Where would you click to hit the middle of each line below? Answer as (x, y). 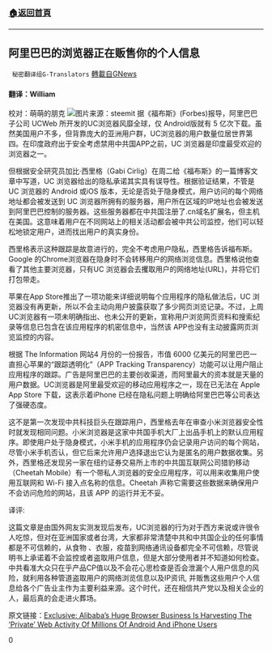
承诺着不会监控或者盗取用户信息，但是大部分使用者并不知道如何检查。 (147, 558)
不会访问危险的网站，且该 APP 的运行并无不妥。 (88, 493)
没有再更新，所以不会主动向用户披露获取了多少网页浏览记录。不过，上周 (143, 307)
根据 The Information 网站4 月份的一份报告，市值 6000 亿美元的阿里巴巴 (129, 355)
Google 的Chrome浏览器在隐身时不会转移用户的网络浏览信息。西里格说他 (130, 259)
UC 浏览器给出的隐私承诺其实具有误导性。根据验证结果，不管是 (149, 181)
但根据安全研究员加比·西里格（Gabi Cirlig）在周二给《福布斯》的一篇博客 (130, 171)
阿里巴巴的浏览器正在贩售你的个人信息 (104, 53)
